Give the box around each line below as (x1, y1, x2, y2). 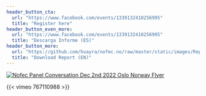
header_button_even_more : (6, 26, 72, 32)
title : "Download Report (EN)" (12, 54, 92, 61)
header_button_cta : (6, 9, 56, 15)
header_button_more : (6, 43, 59, 50)
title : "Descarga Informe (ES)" (12, 37, 95, 43)
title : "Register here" (12, 20, 72, 26)
